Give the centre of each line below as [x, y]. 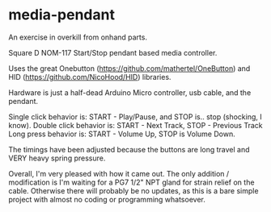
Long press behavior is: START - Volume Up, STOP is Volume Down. [122, 134]
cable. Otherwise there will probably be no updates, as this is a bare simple [133, 190]
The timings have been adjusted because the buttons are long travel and [129, 149]
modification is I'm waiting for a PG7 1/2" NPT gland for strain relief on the [131, 182]
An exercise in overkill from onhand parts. [78, 37]
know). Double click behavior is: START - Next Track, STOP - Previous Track [135, 125]
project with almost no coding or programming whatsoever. [107, 199]
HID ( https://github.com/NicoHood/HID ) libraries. [90, 77]
